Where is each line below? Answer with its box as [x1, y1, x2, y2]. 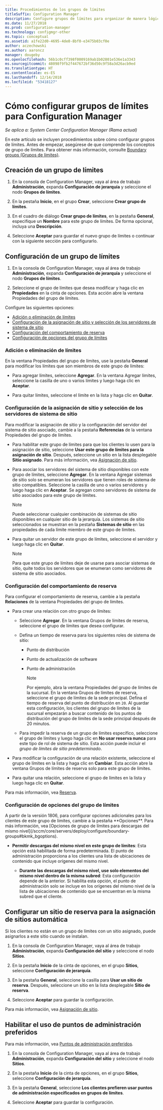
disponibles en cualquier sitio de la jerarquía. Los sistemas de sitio [12, 516, 145, 522]
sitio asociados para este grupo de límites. [12, 492, 97, 498]
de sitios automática [5, 915, 68, 924]
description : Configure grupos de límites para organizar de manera [5, 16, 147, 21]
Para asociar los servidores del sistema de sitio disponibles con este [12, 466, 149, 472]
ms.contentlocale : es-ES [5, 71, 55, 75]
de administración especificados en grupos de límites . [12, 1090, 124, 1095]
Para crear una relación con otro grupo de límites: [12, 608, 112, 614]
